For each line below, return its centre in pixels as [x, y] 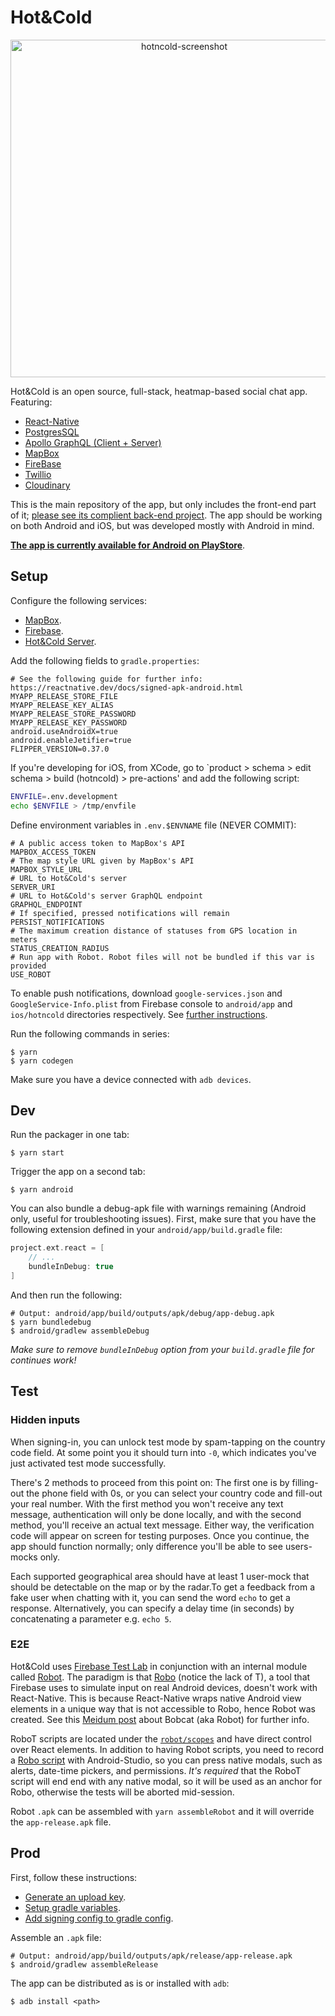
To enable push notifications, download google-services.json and [146, 993]
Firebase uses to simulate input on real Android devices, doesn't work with [164, 1687]
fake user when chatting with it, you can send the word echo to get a [150, 1597]
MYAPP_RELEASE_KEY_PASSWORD [69, 722]
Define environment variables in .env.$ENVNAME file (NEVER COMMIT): [153, 825]
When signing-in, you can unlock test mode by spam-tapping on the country [168, 1442]
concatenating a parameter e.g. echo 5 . [91, 1618]
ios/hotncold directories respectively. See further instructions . [139, 1014]
